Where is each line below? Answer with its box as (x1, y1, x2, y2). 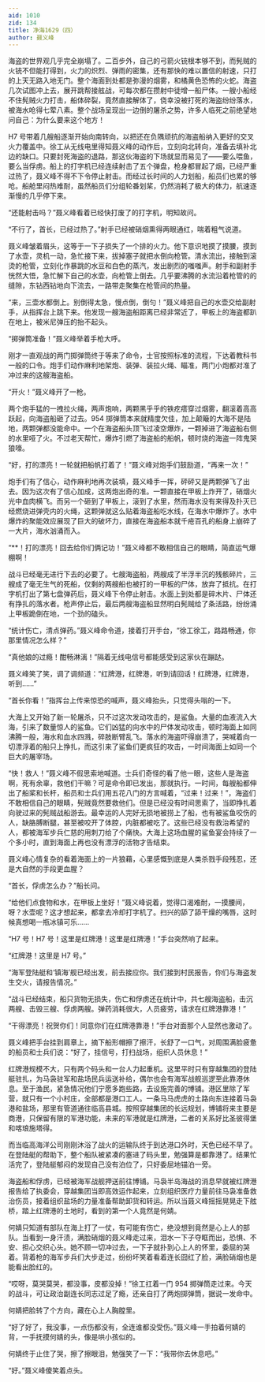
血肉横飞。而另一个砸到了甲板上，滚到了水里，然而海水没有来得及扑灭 (21, 497, 250, 506)
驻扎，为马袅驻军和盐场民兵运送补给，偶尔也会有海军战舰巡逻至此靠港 (14, 1074, 243, 1084)
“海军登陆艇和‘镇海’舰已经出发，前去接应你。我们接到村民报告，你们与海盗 (8, 967, 250, 978)
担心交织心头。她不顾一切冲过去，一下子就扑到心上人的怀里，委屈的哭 (21, 1242, 250, 1252)
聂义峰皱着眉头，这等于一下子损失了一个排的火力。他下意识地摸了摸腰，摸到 (8, 241, 257, 251)
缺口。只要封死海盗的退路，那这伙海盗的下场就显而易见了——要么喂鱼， (21, 151, 257, 162)
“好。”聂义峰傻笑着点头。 (8, 1365, 88, 1376)
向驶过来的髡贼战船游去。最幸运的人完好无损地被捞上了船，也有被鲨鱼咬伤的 (8, 808, 257, 818)
